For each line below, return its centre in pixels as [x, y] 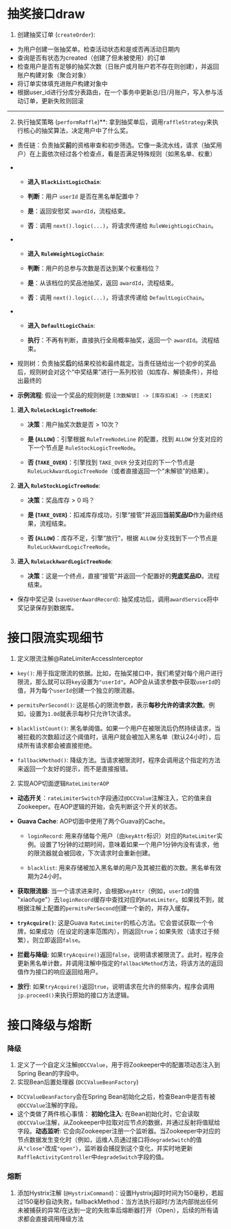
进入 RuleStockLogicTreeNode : [59, 485]
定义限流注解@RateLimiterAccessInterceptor [80, 658]
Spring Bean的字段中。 [49, 1073]
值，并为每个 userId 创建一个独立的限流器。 [78, 690]
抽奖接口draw [46, 14]
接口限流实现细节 [56, 638]
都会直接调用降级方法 [53, 1219]
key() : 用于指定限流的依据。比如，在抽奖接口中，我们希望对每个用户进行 [120, 673]
